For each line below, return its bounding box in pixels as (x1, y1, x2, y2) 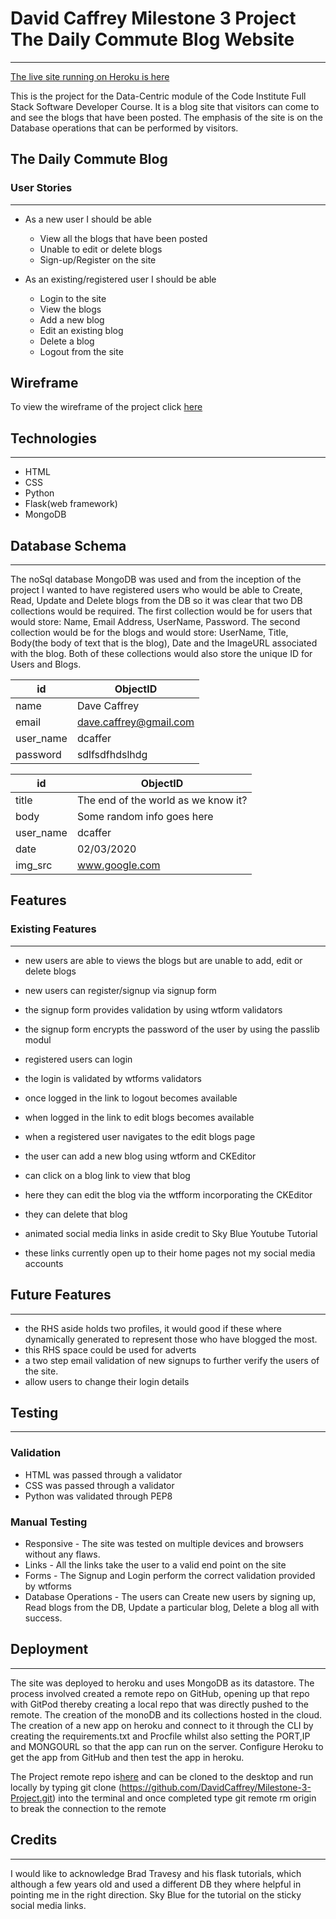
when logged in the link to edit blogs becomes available (24, 1111, 255, 1123)
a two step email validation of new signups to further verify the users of (24, 1354, 320, 1366)
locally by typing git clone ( (10, 1781, 122, 1793)
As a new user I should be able (24, 213, 152, 225)
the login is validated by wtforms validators (24, 1072, 202, 1084)
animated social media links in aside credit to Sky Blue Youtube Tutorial (24, 1227, 318, 1239)
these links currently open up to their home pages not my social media (24, 1247, 316, 1259)
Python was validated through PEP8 (24, 1490, 173, 1502)
